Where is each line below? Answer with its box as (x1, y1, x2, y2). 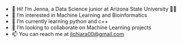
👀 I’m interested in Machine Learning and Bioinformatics (11, 12, 147, 19)
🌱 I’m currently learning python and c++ (11, 18, 109, 24)
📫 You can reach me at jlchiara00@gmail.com (11, 31, 124, 37)
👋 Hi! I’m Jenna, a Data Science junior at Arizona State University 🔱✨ (11, 6, 177, 12)
